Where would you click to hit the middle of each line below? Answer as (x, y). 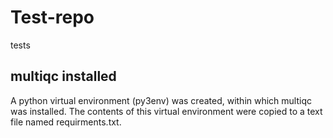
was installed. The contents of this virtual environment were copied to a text (166, 111)
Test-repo (52, 17)
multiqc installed (63, 76)
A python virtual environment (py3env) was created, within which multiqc (161, 100)
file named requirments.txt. (66, 122)
